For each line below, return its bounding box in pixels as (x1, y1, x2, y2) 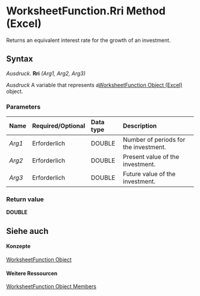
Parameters (6, 103, 40, 111)
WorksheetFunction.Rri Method (6, 4, 165, 18)
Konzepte (6, 243, 31, 250)
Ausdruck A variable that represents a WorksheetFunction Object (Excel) (6, 81, 183, 88)
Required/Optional (32, 122, 85, 130)
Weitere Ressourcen (6, 270, 58, 277)
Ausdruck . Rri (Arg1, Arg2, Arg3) (6, 70, 86, 77)
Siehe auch (6, 226, 49, 236)
